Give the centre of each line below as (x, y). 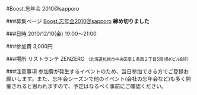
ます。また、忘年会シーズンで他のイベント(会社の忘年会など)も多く (104, 79)
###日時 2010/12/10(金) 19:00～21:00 (51, 34)
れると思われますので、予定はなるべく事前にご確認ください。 (92, 86)
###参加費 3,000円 (30, 46)
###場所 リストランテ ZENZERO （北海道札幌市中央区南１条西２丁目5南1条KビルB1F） (99, 59)
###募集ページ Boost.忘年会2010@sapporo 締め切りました (78, 21)
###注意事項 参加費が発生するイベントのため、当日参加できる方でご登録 (95, 71)
